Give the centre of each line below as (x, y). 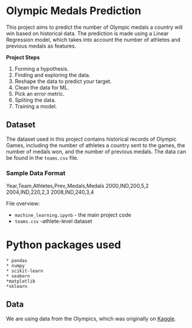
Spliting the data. (35, 100)
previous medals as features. (41, 46)
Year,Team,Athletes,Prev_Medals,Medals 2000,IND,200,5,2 (77, 186)
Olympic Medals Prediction (74, 11)
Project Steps (23, 57)
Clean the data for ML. (42, 87)
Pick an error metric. (39, 94)
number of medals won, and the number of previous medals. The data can (96, 151)
